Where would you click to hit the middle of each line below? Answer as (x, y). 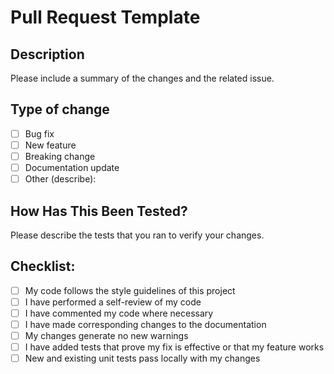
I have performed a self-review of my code (113, 302)
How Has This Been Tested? (99, 211)
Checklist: (43, 266)
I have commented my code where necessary (119, 313)
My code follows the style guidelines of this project (130, 290)
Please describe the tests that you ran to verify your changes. (137, 235)
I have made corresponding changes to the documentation (145, 324)
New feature (50, 145)
